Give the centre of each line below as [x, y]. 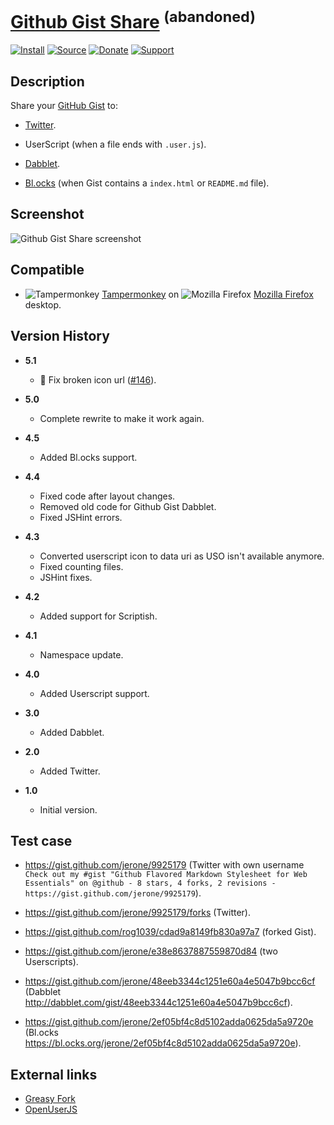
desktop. [43, 304]
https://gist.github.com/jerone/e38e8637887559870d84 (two [151, 951]
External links [54, 1074]
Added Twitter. [70, 771]
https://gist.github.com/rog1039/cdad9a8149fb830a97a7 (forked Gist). [170, 932]
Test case [41, 840]
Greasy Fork [50, 1099]
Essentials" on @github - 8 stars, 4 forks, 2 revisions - [150, 883]
